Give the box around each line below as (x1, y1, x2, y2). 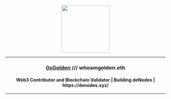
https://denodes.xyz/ (62, 82, 109, 88)
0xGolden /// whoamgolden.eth (45, 64, 126, 71)
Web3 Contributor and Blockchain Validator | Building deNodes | (16, 77, 155, 83)
